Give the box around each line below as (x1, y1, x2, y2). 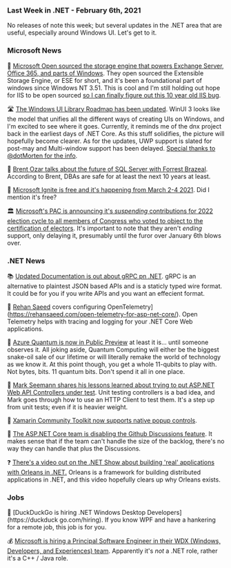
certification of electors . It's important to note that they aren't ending (7, 224, 202, 232)
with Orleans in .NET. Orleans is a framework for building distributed (7, 468, 201, 476)
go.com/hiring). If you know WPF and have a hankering (59, 515, 216, 524)
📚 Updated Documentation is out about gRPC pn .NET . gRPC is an (7, 272, 197, 280)
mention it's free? (7, 193, 57, 201)
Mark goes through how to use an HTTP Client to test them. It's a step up (7, 395, 215, 404)
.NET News (7, 256, 46, 265)
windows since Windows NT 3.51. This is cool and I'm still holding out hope (7, 84, 221, 92)
